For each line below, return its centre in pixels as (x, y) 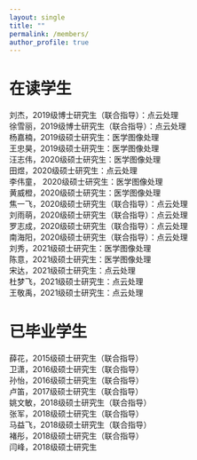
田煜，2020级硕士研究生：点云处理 (73, 171)
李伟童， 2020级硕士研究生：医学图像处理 (86, 182)
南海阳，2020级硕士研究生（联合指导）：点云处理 (98, 237)
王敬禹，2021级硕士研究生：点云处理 (76, 293)
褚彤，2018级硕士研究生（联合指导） (76, 436)
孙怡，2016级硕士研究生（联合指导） (76, 381)
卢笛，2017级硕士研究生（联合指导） (76, 392)
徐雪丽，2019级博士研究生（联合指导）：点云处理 (98, 126)
